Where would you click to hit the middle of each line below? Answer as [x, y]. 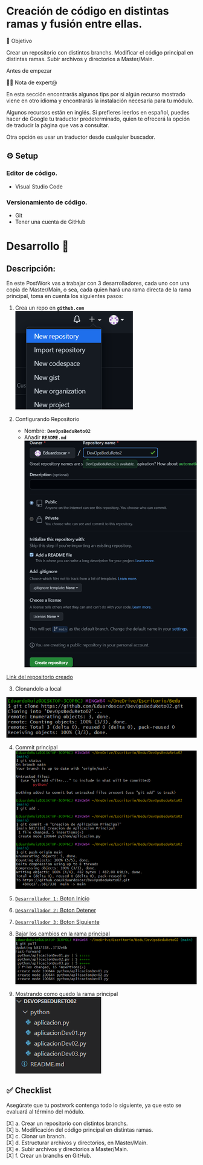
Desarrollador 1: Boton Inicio [52, 898]
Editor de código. [32, 173]
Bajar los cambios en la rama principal [63, 934]
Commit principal [36, 748]
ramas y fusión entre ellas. [74, 24]
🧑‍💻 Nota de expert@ [32, 82]
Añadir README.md [45, 437]
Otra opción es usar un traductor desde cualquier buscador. [81, 137]
